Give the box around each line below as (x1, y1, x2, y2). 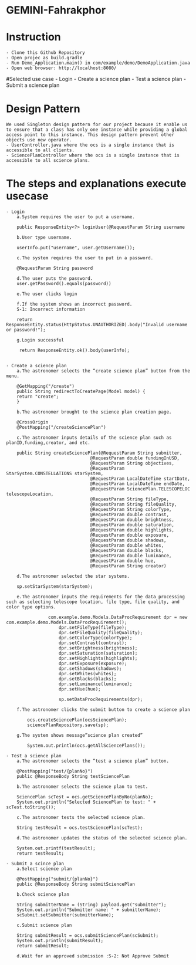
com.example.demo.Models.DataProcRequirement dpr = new (48, 614, 188, 620)
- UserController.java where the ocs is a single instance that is (6, 142, 175, 148)
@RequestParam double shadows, (90, 537, 167, 543)
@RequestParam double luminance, (90, 553, 172, 558)
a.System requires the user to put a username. (16, 214, 135, 220)
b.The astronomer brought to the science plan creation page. (16, 409, 172, 415)
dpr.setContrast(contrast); (58, 640, 127, 646)
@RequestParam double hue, (90, 558, 157, 564)
